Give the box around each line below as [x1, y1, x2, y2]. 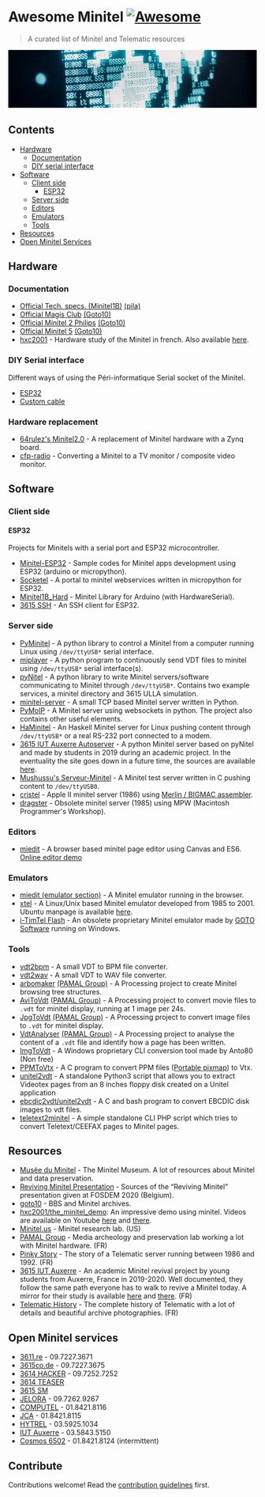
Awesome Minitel [8, 8, 124, 26]
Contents [8, 123, 55, 137]
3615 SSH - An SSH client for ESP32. [19, 601, 140, 610]
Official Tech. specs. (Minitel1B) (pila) [19, 301, 141, 311]
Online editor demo [19, 852, 83, 862]
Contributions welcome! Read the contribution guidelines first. [8, 1480, 210, 1490]
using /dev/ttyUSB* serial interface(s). [19, 663, 144, 673]
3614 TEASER [19, 1378, 65, 1387]
